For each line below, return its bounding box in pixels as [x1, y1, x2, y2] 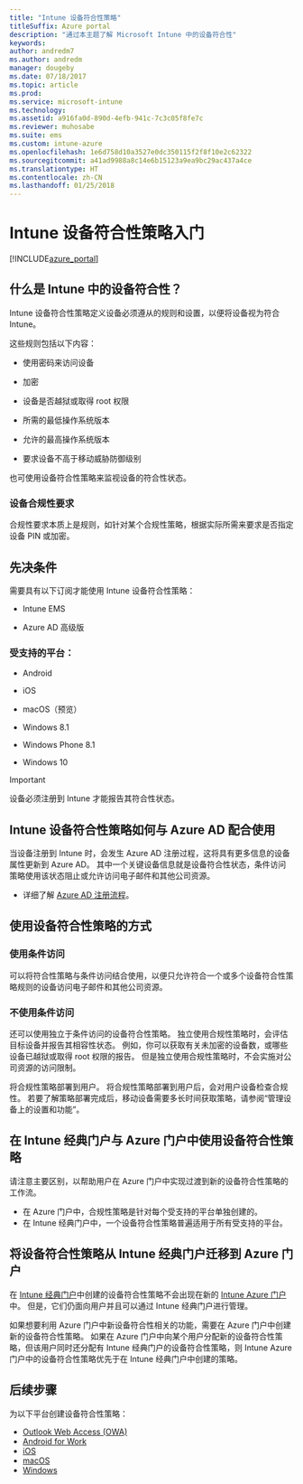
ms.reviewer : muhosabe [9, 123, 95, 132]
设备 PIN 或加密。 [9, 530, 75, 542]
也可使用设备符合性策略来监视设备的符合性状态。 [9, 471, 191, 483]
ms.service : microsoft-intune [9, 97, 124, 107]
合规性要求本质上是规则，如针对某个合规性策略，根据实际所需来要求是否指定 [9, 519, 294, 530]
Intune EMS [22, 602, 66, 614]
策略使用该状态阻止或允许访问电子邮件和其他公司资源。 [9, 871, 215, 882]
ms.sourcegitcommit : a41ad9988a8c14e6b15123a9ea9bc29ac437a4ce [9, 155, 252, 165]
